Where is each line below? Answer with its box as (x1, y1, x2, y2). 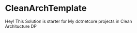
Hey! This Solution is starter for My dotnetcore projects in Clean (5, 18, 132, 24)
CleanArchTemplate (5, 3, 87, 14)
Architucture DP (5, 23, 37, 29)
